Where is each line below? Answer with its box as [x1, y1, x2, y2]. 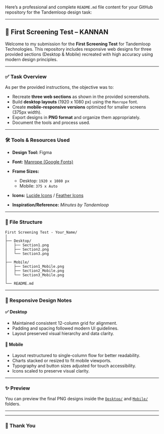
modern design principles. [5, 56, 58, 62]
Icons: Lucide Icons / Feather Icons [12, 193, 84, 198]
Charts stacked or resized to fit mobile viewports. [12, 358, 112, 364]
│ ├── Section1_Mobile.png [5, 264, 64, 269]
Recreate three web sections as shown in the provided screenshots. [12, 94, 150, 99]
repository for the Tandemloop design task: [5, 9, 92, 15]
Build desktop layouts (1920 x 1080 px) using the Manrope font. [12, 99, 138, 105]
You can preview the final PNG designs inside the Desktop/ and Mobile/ [5, 396, 148, 402]
